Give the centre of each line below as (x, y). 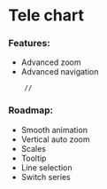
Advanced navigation (60, 72)
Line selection (46, 167)
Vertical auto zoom (55, 139)
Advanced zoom (51, 62)
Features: (29, 43)
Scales (33, 148)
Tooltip (34, 158)
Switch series (46, 177)
